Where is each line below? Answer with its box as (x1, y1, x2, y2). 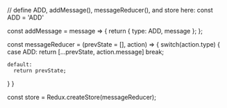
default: (7, 61, 33, 68)
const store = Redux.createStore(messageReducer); (7, 93, 156, 101)
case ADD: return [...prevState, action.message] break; (7, 48, 165, 56)
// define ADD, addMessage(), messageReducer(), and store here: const (7, 6, 213, 14)
